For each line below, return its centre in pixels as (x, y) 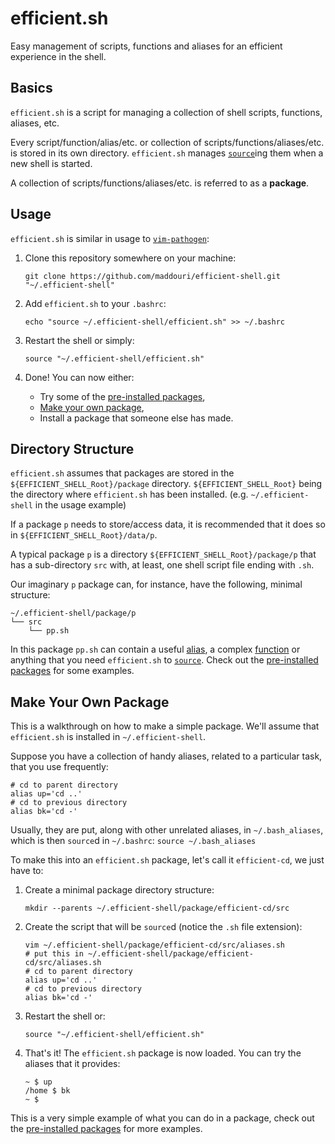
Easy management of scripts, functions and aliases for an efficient (146, 46)
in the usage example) (80, 505)
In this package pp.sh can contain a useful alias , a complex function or (155, 649)
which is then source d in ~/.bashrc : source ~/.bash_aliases (133, 841)
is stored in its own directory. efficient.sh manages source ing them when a (167, 153)
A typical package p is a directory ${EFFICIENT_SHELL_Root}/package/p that (163, 554)
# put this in (54, 954)
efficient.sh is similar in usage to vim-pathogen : (110, 238)
